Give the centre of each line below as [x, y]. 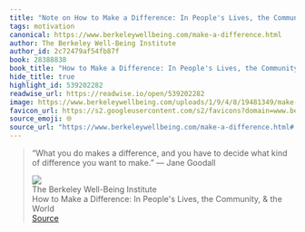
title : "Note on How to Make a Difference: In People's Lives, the [140, 18]
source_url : [32, 128]
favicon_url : [34, 111]
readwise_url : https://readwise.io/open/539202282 [107, 93]
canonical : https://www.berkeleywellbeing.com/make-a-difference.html [146, 34]
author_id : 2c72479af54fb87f [64, 52]
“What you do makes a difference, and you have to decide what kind [159, 153]
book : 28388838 [38, 60]
